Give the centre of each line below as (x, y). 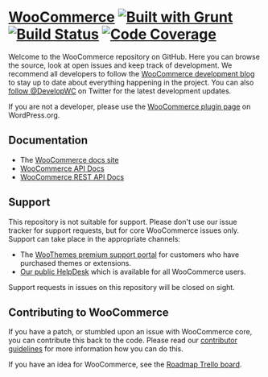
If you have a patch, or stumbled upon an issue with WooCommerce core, (130, 332)
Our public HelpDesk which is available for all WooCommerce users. (133, 271)
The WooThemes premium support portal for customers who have (130, 255)
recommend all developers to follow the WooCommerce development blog (132, 73)
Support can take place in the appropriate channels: (95, 238)
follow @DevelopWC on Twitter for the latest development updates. (120, 91)
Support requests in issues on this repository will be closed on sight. (122, 287)
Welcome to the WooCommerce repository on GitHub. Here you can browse (134, 56)
